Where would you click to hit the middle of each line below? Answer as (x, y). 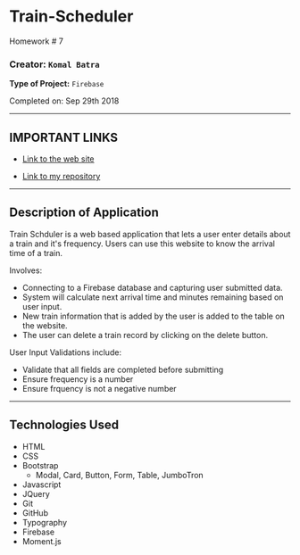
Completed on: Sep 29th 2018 (64, 101)
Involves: (26, 270)
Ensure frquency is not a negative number (99, 388)
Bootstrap (40, 465)
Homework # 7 (37, 41)
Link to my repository (61, 177)
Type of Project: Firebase (57, 84)
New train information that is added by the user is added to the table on (154, 316)
